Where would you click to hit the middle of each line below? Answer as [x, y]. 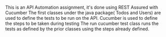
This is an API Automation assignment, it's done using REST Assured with [82, 7]
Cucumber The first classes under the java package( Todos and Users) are [83, 13]
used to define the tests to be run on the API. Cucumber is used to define [81, 18]
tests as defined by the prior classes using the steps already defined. [77, 29]
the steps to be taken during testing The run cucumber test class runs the [82, 23]
